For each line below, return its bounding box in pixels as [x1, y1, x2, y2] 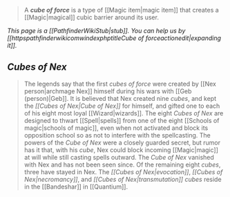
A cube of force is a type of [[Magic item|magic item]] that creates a [23, 6, 219, 14]
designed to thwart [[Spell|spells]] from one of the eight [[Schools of [23, 116, 220, 124]
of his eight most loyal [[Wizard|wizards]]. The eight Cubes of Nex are [23, 109, 224, 117]
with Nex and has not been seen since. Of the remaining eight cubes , [23, 160, 221, 169]
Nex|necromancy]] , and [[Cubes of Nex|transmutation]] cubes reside [23, 175, 222, 183]
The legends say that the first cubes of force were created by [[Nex [23, 79, 216, 88]
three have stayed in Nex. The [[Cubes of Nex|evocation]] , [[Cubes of [23, 167, 223, 176]
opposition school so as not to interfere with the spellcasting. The [23, 131, 211, 139]
